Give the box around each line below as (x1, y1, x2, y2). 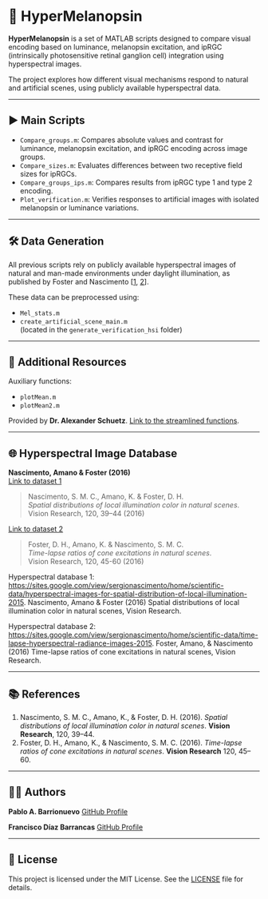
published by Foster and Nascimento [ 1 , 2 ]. (8, 276, 149, 286)
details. (8, 882, 33, 892)
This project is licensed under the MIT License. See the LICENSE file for (8, 874, 244, 884)
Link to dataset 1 (8, 476, 62, 486)
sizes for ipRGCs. (19, 169, 77, 178)
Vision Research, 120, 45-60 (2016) (27, 557, 144, 567)
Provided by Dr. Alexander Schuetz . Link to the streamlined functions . (8, 416, 239, 426)
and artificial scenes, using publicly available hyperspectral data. (8, 83, 221, 93)
